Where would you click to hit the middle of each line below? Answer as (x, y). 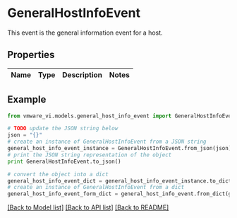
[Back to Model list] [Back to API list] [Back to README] (88, 207)
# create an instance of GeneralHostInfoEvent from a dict (96, 188)
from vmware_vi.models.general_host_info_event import (90, 116)
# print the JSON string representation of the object (90, 155)
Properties (31, 55)
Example (27, 99)
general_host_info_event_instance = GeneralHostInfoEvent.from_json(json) (120, 149)
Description (82, 74)
